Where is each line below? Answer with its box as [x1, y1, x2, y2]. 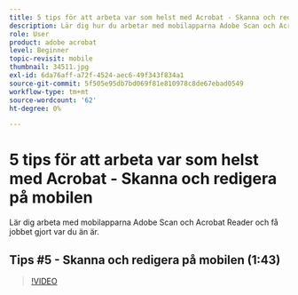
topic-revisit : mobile [9, 54, 93, 63]
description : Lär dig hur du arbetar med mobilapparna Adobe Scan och [9, 21, 276, 30]
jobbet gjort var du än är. [9, 227, 100, 237]
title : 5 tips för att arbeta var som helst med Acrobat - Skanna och [9, 12, 276, 22]
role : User [9, 29, 50, 38]
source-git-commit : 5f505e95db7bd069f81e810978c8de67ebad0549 [9, 79, 244, 88]
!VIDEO [30, 276, 58, 286]
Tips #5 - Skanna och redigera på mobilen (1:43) [9, 252, 281, 267]
